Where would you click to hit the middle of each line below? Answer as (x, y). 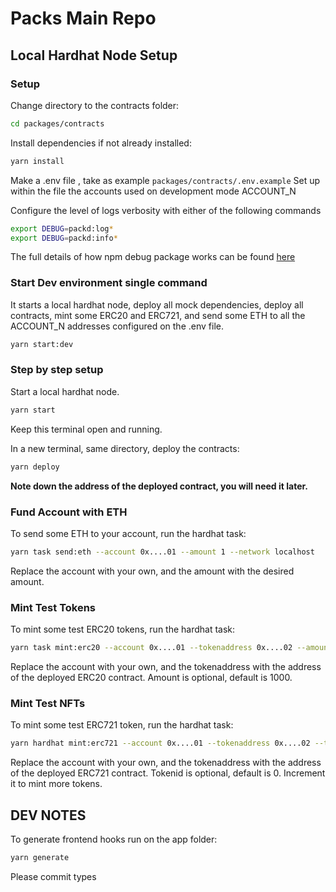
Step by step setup (57, 370)
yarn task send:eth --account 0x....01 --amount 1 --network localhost (162, 552)
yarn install (37, 161)
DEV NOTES (48, 815)
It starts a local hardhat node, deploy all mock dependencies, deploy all (157, 304)
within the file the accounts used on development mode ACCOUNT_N (153, 191)
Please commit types (53, 876)
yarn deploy (35, 467)
